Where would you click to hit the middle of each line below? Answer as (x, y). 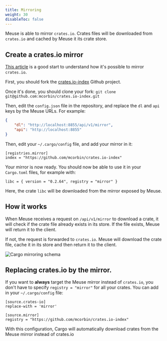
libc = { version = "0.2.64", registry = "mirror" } (61, 182)
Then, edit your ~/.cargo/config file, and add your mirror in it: (69, 144)
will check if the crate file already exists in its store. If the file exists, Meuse (82, 224)
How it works (26, 207)
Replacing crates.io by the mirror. (58, 270)
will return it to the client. (31, 229)
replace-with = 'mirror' (31, 307)
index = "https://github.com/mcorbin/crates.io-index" (64, 157)
